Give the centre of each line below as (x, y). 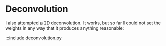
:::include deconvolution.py (33, 38)
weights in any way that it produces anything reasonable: (65, 28)
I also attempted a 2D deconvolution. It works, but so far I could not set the (83, 23)
